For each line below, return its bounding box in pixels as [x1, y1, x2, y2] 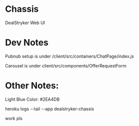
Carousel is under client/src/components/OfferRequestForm [5, 63, 127, 68]
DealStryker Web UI [5, 20, 45, 26]
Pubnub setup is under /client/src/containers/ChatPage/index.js [5, 53, 134, 59]
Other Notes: [5, 80, 59, 92]
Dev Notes [5, 37, 49, 48]
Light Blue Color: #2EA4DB [5, 96, 60, 102]
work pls [5, 115, 23, 121]
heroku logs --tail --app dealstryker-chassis [5, 106, 94, 112]
